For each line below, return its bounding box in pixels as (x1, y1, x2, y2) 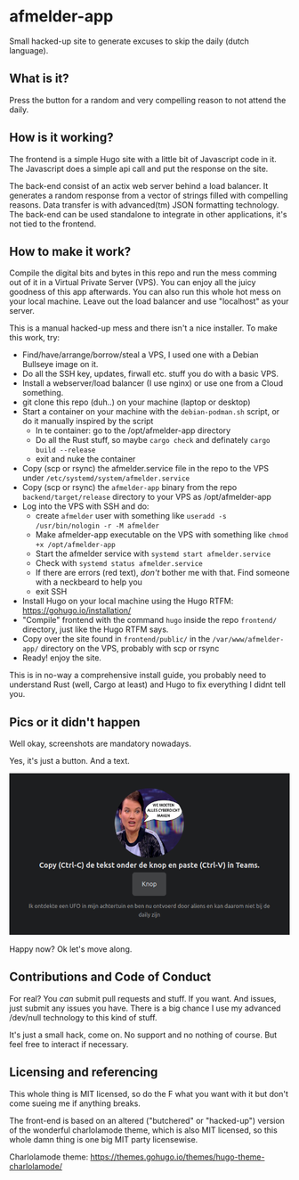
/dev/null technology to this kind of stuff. (9, 1012, 158, 1022)
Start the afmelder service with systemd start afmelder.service (35, 548, 271, 559)
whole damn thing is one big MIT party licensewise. (9, 1134, 198, 1144)
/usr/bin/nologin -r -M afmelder (35, 521, 160, 531)
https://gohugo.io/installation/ (21, 605, 132, 616)
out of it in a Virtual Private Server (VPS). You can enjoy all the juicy (9, 277, 256, 288)
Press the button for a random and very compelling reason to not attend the (9, 94, 287, 105)
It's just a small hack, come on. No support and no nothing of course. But (9, 1029, 278, 1040)
